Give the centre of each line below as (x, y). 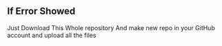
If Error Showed (41, 11)
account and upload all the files (52, 35)
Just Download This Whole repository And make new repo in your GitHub (111, 27)
